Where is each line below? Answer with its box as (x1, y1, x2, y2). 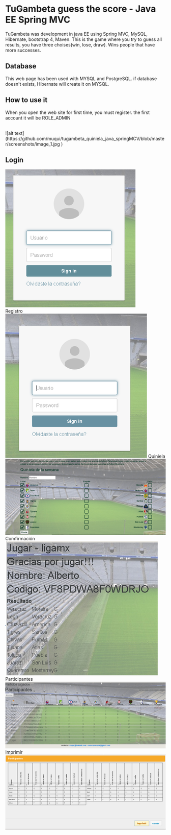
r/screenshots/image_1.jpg (5, 141, 60, 147)
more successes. (5, 47, 41, 53)
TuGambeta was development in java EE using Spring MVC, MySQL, (5, 31, 148, 37)
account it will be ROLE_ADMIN (5, 114, 71, 121)
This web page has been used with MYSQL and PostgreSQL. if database (5, 75, 157, 82)
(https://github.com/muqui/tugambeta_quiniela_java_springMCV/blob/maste (5, 135, 164, 141)
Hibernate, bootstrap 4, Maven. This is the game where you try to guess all (5, 36, 162, 42)
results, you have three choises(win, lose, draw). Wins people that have (5, 41, 155, 47)
